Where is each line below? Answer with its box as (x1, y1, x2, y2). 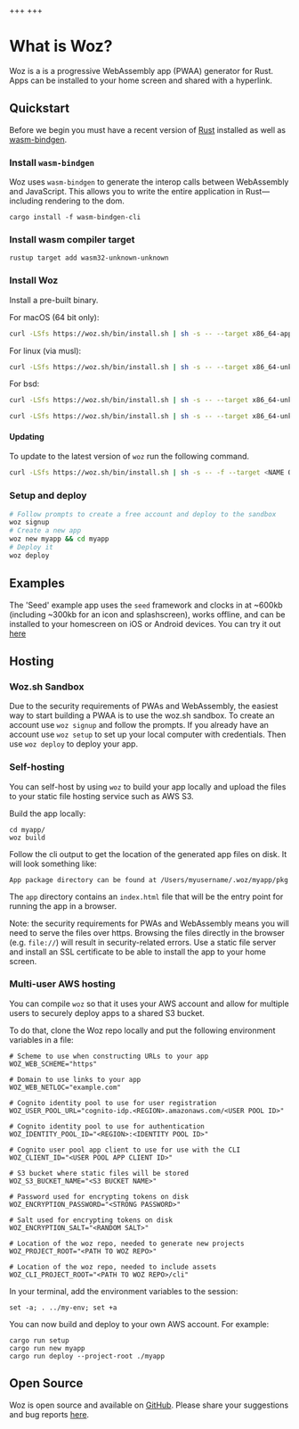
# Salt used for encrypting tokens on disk (9, 1215, 174, 1225)
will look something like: (9, 858, 97, 869)
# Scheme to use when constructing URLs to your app (9, 1052, 209, 1061)
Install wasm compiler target (9, 233, 135, 245)
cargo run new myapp (9, 1343, 86, 1352)
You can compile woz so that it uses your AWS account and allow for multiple (9, 998, 289, 1009)
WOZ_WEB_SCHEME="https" (9, 1059, 98, 1069)
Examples (9, 576, 65, 591)
